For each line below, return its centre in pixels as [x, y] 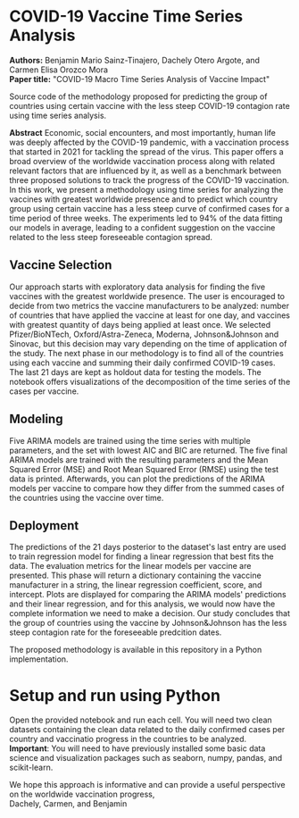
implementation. [39, 659]
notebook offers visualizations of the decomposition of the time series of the [150, 381]
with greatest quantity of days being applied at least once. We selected [140, 324]
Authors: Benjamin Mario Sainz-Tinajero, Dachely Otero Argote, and [135, 60]
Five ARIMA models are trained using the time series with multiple [130, 440]
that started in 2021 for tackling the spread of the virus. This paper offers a [146, 151]
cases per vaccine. [44, 391]
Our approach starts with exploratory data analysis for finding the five [137, 287]
